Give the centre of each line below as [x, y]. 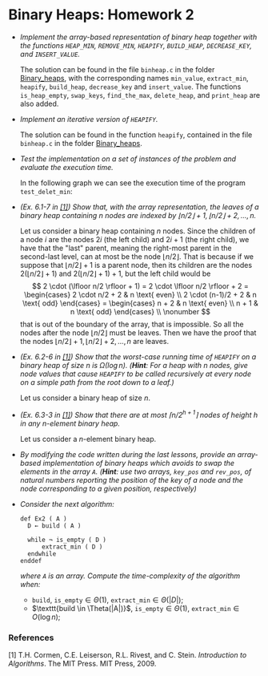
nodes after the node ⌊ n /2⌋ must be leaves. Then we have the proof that [138, 332]
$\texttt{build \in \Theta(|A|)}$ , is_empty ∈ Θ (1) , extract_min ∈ [136, 608]
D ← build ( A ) [54, 526]
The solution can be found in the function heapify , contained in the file [136, 135]
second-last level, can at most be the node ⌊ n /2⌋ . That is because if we [137, 256]
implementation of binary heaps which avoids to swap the [138, 463]
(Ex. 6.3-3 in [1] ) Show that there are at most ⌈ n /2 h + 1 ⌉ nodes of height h [139, 414]
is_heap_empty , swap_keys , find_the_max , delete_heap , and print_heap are [140, 95]
